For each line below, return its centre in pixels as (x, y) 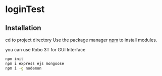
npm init (14, 59)
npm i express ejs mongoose (35, 63)
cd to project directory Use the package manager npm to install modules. (81, 40)
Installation (23, 28)
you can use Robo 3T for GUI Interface (45, 50)
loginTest (25, 9)
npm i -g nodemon (23, 68)
